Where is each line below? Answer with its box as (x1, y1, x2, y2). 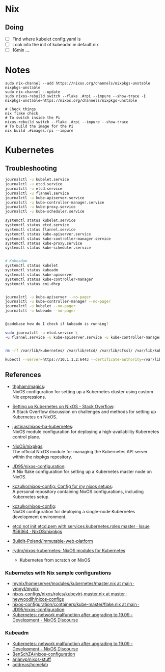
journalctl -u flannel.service (5, 191, 69, 196)
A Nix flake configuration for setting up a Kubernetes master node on (12, 468, 152, 475)
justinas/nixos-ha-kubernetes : (12, 424, 74, 430)
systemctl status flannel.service (5, 227, 76, 232)
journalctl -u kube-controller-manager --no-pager (5, 299, 111, 304)
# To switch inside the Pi (5, 116, 60, 120)
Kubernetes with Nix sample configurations (5, 569, 111, 576)
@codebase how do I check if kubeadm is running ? (5, 321, 109, 326)
